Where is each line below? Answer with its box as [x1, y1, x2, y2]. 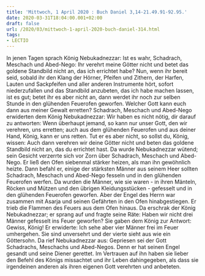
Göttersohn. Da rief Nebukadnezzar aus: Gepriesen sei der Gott [6, 237, 167, 244]
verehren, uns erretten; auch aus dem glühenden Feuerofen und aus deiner [6, 126, 196, 133]
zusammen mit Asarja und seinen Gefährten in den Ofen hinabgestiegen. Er [6, 197, 197, 205]
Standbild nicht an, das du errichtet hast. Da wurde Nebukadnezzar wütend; [6, 145, 198, 153]
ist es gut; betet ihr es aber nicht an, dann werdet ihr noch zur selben [6, 93, 181, 101]
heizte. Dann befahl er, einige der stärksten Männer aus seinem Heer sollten [6, 165, 198, 172]
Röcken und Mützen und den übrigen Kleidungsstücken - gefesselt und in [6, 185, 193, 192]
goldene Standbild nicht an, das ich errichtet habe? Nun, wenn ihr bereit [6, 67, 188, 74]
